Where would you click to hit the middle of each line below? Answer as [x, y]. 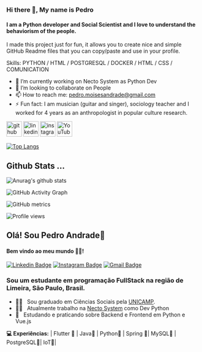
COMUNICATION [28, 69]
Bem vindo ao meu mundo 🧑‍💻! [45, 251]
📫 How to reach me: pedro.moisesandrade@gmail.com [85, 95]
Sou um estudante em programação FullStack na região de [95, 280]
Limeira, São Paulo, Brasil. [46, 288]
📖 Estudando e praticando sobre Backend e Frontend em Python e [100, 315]
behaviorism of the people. [41, 31]
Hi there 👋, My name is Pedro [50, 10]
